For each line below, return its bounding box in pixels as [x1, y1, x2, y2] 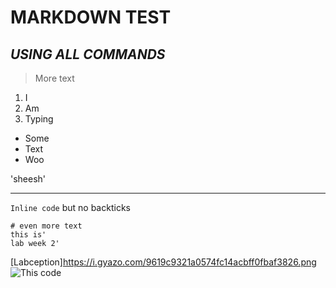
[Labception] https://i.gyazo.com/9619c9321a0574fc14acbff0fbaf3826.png [10, 256, 317, 268]
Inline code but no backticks [10, 202, 131, 213]
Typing [24, 113, 54, 125]
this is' [10, 230, 47, 240]
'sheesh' [10, 173, 47, 185]
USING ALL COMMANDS [10, 46, 166, 63]
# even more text [10, 221, 83, 231]
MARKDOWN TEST [10, 6, 172, 29]
